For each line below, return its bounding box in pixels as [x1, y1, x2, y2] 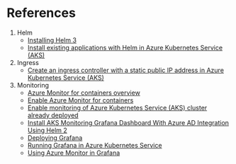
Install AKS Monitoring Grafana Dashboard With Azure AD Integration [27, 118, 230, 127]
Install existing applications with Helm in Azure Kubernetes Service [27, 43, 223, 52]
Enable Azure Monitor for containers [27, 95, 134, 104]
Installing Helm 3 [27, 35, 77, 44]
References [6, 5, 76, 21]
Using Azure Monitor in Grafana [27, 148, 120, 157]
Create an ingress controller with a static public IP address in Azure [27, 66, 225, 74]
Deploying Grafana [27, 133, 83, 142]
